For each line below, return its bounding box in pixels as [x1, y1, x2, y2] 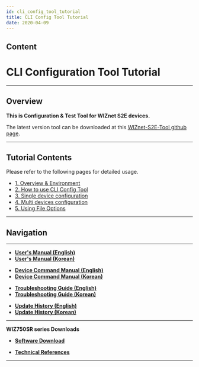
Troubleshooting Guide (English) [14, 285, 97, 292]
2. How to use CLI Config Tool [14, 186, 88, 193]
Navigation [6, 228, 47, 238]
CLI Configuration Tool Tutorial [6, 65, 161, 79]
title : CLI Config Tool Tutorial [6, 14, 89, 20]
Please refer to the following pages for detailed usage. [6, 168, 139, 175]
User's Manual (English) [14, 249, 76, 256]
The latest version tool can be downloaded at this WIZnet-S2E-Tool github [6, 123, 187, 130]
